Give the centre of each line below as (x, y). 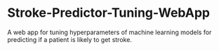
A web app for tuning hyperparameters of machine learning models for (109, 32)
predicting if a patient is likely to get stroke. (69, 39)
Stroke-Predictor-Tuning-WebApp (109, 13)
